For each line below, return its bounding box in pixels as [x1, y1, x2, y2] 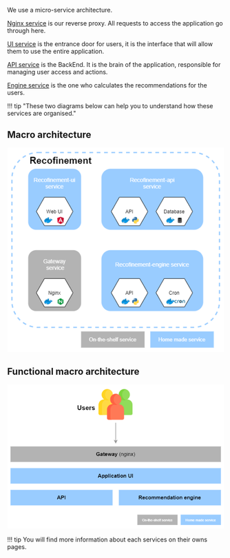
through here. [7, 27, 46, 34]
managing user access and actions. [7, 68, 108, 76]
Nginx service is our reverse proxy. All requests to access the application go [7, 19, 223, 27]
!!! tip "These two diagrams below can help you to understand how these [7, 102, 213, 110]
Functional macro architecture [7, 365, 140, 378]
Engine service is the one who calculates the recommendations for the [7, 81, 208, 89]
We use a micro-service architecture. [7, 6, 112, 14]
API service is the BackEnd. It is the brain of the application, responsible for [7, 61, 221, 68]
